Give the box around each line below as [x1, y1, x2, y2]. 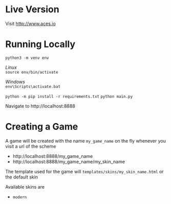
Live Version [5, 4, 60, 15]
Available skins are [5, 184, 45, 190]
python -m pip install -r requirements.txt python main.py [5, 94, 133, 99]
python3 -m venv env [5, 55, 50, 60]
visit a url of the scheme [5, 143, 56, 149]
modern [12, 194, 27, 200]
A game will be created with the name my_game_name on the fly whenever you [5, 138, 166, 144]
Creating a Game [5, 121, 78, 132]
